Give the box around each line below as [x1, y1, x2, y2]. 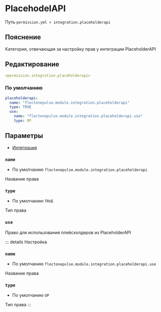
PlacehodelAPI [5, 3, 66, 14]
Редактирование [5, 60, 60, 69]
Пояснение [5, 33, 41, 41]
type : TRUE [9, 105, 32, 110]
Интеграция [12, 145, 38, 150]
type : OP [14, 118, 32, 123]
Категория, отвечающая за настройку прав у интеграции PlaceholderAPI [5, 46, 156, 52]
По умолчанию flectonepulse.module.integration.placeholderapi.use [12, 261, 156, 267]
